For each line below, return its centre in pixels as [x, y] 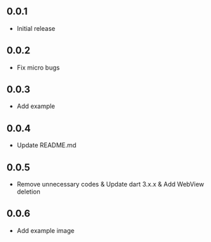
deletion [28, 191]
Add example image [46, 230]
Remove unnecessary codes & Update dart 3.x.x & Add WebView [110, 184]
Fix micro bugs [38, 67]
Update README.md [46, 145]
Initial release [36, 28]
